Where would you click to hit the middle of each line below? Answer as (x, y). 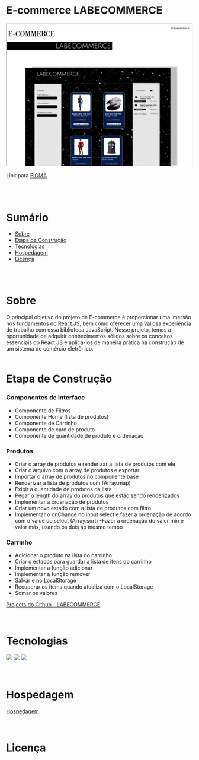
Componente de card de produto (55, 429)
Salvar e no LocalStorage (46, 581)
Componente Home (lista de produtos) (62, 416)
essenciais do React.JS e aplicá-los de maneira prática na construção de (95, 342)
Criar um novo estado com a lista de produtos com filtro (83, 508)
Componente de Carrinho (46, 423)
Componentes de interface (46, 398)
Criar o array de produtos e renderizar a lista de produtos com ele (95, 464)
